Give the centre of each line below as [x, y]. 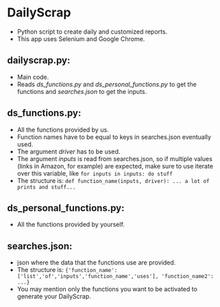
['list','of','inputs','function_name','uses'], [88, 277]
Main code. [33, 77]
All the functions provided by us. [63, 130]
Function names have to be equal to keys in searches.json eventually [114, 137]
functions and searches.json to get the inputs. [82, 91]
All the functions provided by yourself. [71, 225]
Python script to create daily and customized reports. [92, 32]
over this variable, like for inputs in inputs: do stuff [95, 173]
